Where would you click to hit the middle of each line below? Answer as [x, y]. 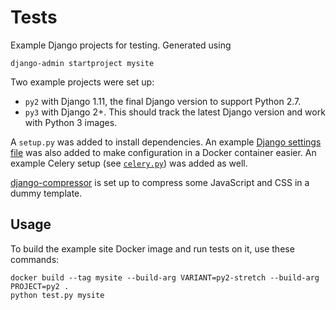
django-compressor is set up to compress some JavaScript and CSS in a [160, 182]
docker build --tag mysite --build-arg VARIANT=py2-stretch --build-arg [165, 277]
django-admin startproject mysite [82, 63]
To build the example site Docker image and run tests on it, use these [152, 248]
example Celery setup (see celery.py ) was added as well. [129, 163]
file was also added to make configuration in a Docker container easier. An [163, 152]
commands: [35, 259]
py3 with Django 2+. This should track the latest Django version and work [175, 112]
